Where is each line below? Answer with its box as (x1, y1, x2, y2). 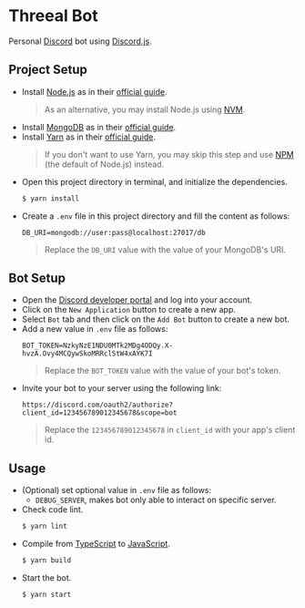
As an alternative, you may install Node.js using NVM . (44, 104, 246, 115)
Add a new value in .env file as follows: (21, 324, 168, 335)
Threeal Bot (8, 5, 98, 26)
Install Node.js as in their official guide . (21, 86, 168, 97)
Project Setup (8, 62, 88, 77)
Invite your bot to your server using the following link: (21, 383, 222, 394)
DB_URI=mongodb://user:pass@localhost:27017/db (21, 228, 206, 237)
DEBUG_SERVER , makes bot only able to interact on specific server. (35, 494, 277, 506)
